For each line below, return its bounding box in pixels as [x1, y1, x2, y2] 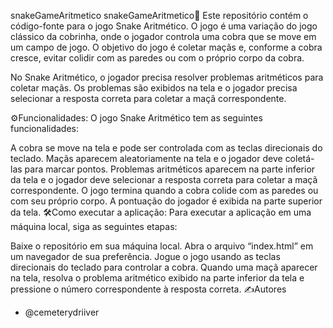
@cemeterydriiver [24, 306, 100, 318]
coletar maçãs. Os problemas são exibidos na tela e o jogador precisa [10, 82, 298, 94]
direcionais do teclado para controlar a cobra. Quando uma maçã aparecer [10, 261, 318, 273]
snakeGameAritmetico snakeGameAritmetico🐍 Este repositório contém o [10, 10, 309, 21]
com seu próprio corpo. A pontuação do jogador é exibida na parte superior [10, 195, 323, 207]
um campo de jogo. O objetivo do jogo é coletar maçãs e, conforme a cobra [10, 41, 323, 53]
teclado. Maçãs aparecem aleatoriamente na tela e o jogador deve [10, 153, 283, 164]
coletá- [284, 153, 315, 164]
